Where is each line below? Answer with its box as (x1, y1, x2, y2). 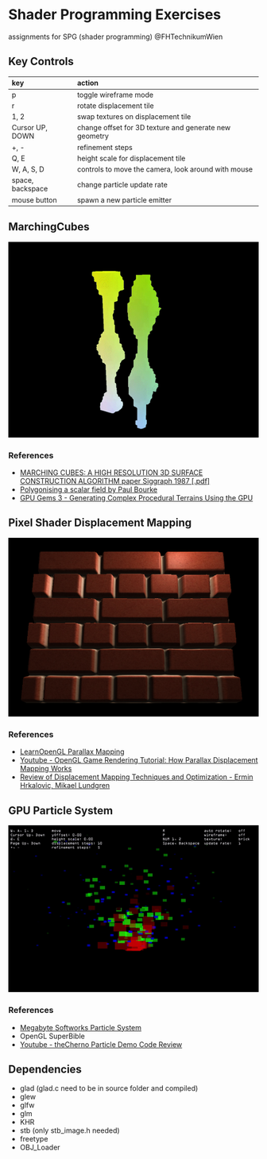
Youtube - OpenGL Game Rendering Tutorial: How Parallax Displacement (19, 755, 258, 765)
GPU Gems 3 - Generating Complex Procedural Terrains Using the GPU (19, 493, 253, 503)
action (76, 78, 99, 88)
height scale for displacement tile (76, 153, 186, 163)
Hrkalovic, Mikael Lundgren (19, 781, 110, 790)
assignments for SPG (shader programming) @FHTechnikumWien (8, 32, 223, 41)
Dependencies (8, 1062, 82, 1076)
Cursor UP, (11, 123, 48, 133)
